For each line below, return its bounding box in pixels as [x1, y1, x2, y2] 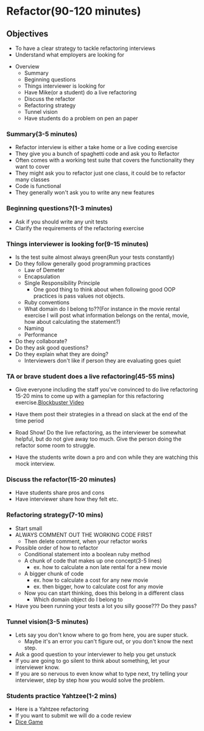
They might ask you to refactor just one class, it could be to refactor [15, 169, 186, 177]
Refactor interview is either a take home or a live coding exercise [15, 144, 178, 151]
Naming [24, 324, 44, 332]
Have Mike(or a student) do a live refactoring [24, 89, 137, 96]
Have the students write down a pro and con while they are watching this [15, 453, 199, 461]
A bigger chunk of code [24, 570, 84, 577]
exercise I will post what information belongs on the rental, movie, [24, 312, 189, 319]
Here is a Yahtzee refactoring [15, 705, 89, 713]
